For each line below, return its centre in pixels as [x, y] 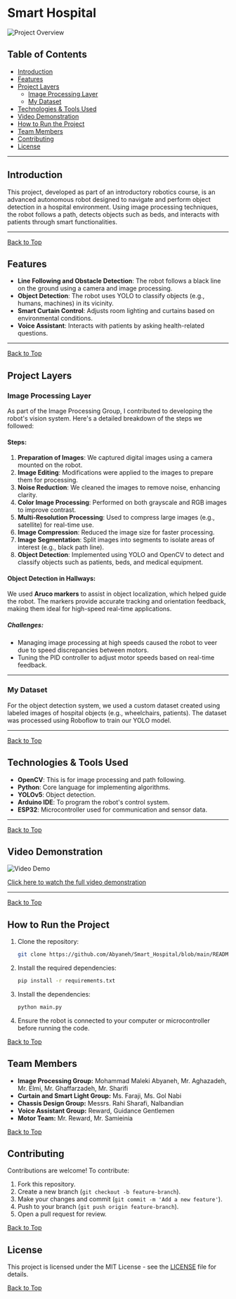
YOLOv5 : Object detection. [57, 794]
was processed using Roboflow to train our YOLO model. [90, 720]
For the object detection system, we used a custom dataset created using [114, 705]
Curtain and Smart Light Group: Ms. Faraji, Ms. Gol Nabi [99, 1096]
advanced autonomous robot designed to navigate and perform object [109, 199]
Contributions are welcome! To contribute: [68, 1171]
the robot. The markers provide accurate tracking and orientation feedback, [117, 601]
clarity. [27, 495]
